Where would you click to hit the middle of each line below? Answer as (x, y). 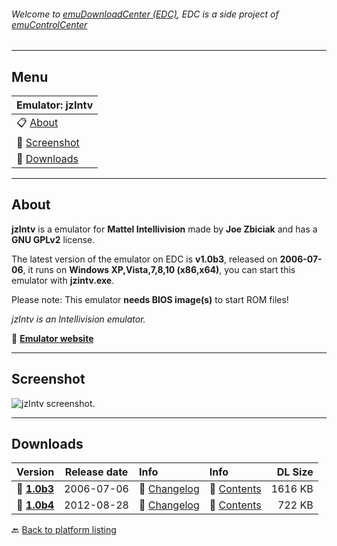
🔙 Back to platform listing (64, 530)
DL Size (295, 472)
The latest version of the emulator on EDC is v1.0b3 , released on (144, 259)
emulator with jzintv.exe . (63, 280)
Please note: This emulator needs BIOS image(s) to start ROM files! (150, 299)
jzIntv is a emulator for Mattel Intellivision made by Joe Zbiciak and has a (164, 229)
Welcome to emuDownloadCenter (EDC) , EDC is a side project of (145, 14)
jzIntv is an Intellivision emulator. (78, 319)
